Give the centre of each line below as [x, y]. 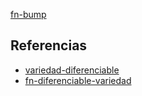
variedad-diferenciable [72, 70]
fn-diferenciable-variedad [78, 80]
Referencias [49, 45]
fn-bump [28, 14]
